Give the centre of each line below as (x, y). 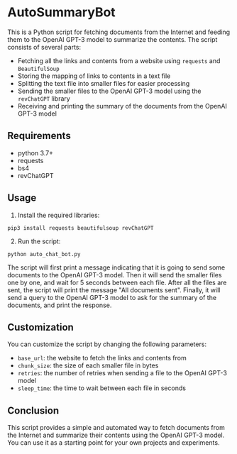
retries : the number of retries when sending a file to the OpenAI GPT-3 (122, 373)
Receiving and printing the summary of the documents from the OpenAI (122, 106)
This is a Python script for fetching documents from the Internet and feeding (119, 32)
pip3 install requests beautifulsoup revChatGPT (81, 228)
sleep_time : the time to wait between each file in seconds (102, 388)
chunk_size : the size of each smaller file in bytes (88, 365)
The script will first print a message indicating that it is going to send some (116, 267)
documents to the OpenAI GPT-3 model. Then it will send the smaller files (115, 275)
